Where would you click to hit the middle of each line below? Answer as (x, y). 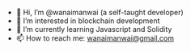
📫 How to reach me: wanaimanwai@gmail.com (95, 38)
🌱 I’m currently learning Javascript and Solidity (94, 29)
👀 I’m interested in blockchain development (88, 21)
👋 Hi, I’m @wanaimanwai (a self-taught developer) (100, 12)
